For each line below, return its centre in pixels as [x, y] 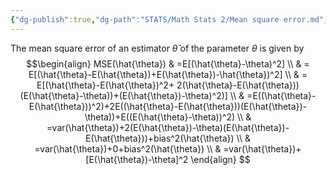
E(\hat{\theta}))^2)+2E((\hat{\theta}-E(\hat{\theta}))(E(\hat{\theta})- [168, 106]
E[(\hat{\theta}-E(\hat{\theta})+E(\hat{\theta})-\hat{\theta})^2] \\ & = [168, 74]
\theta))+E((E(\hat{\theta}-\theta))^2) [160, 117]
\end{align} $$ [220, 159]
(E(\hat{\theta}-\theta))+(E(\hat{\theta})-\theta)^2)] [123, 95]
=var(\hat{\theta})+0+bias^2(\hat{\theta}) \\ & [128, 148]
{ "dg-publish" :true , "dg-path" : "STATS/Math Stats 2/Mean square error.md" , [169, 19]
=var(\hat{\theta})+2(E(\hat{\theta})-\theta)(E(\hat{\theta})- [168, 127]
